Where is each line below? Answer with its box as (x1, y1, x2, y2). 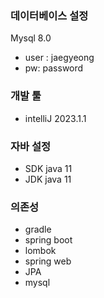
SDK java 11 (24, 162, 73, 174)
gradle (24, 223, 52, 236)
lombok (24, 245, 57, 257)
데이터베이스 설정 (10, 8, 89, 22)
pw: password (24, 62, 84, 74)
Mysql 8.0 (10, 32, 52, 44)
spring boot (24, 234, 73, 246)
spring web (24, 255, 72, 267)
